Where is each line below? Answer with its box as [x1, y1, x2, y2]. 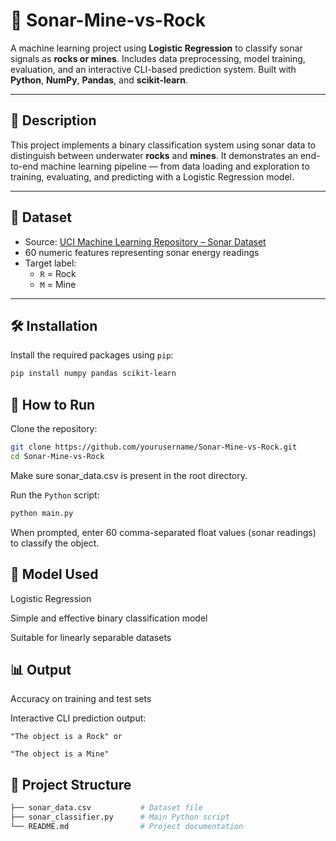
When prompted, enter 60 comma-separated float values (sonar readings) [10, 526, 317, 538]
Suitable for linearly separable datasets [10, 631, 172, 643]
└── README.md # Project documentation [10, 821, 244, 831]
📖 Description [10, 112, 97, 129]
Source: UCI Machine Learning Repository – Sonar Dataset [24, 235, 267, 248]
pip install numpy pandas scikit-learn [10, 369, 177, 379]
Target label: [24, 257, 77, 269]
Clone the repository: [10, 423, 98, 435]
